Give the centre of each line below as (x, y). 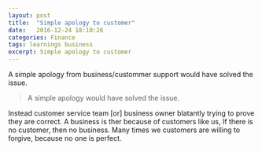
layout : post (30, 15)
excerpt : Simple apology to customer (70, 52)
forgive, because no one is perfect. (65, 138)
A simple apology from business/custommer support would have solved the (131, 74)
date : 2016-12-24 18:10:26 (56, 30)
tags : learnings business (50, 45)
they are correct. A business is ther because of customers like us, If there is (131, 122)
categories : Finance (42, 37)
